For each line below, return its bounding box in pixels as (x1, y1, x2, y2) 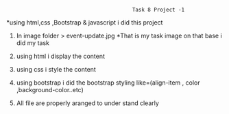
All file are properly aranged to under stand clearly (16, 99, 159, 107)
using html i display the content (16, 52, 106, 60)
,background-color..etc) (16, 86, 84, 94)
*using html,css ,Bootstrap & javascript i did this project (6, 18, 163, 27)
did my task (16, 39, 49, 47)
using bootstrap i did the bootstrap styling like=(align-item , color (16, 79, 200, 87)
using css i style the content (16, 66, 97, 73)
